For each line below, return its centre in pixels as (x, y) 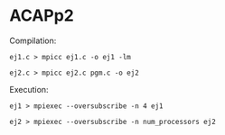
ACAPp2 (42, 16)
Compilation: (33, 40)
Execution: (29, 89)
